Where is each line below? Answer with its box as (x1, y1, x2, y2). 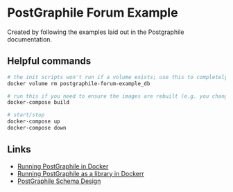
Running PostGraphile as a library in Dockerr (17, 169, 144, 177)
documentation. (7, 35, 53, 43)
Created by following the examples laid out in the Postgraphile (7, 28, 184, 36)
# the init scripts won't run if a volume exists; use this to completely (7, 73, 228, 80)
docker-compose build (7, 99, 70, 106)
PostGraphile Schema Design (17, 177, 101, 185)
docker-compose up (7, 118, 60, 125)
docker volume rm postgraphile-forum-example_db (7, 80, 150, 87)
